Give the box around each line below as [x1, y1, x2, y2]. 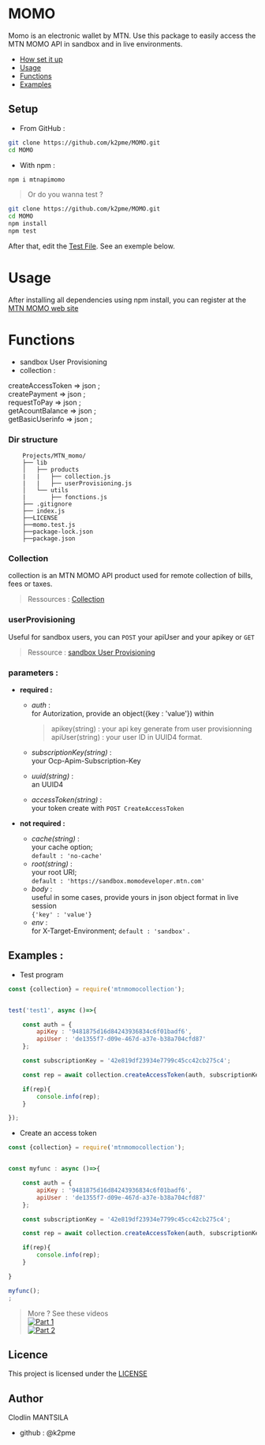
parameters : [8, 667, 59, 678]
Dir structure [8, 434, 58, 445]
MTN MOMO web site [8, 303, 79, 312]
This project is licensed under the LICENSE [8, 1369, 147, 1379]
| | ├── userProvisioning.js [22, 480, 132, 487]
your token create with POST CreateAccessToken [31, 803, 185, 812]
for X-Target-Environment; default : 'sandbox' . [31, 926, 190, 935]
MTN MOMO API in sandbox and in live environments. [8, 39, 183, 48]
